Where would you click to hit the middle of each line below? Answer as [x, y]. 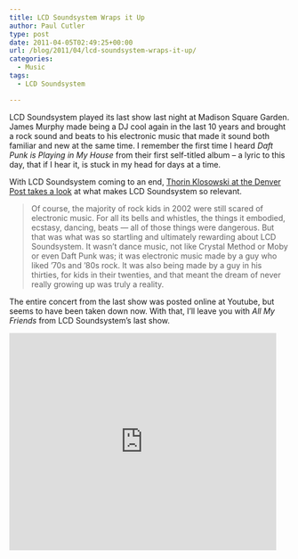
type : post [29, 34]
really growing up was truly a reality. [97, 284]
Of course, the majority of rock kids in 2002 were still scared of [147, 208]
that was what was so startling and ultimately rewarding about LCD [153, 236]
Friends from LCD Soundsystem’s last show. [90, 320]
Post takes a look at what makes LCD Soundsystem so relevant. [126, 191]
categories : [31, 59]
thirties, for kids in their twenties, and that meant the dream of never [156, 275]
